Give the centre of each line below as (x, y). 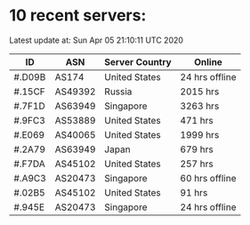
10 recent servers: (78, 16)
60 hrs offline (208, 178)
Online (208, 61)
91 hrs (194, 192)
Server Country (138, 61)
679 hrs (197, 149)
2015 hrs (200, 92)
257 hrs (197, 164)
